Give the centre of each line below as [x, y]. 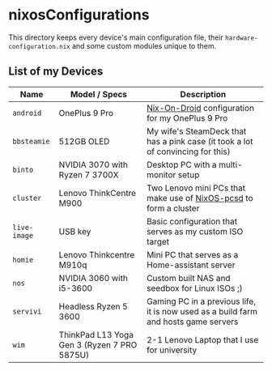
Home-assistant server [191, 265]
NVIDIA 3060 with [93, 278]
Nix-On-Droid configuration [201, 108]
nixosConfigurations [79, 15]
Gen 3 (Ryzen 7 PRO [98, 344]
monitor [161, 174]
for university [172, 350]
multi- [230, 164]
